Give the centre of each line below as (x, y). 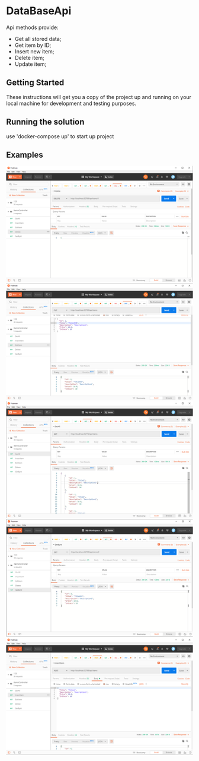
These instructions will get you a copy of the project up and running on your (99, 97)
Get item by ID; (33, 45)
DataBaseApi (39, 11)
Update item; (31, 64)
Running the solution (45, 122)
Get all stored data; (38, 39)
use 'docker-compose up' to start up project (60, 136)
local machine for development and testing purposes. (71, 103)
